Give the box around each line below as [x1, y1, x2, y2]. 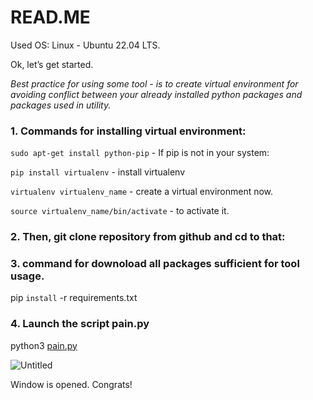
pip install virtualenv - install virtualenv [10, 166, 186, 178]
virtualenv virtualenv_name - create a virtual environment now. [10, 186, 274, 198]
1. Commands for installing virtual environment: [10, 124, 247, 138]
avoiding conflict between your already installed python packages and [10, 88, 303, 100]
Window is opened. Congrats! [10, 378, 133, 390]
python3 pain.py [10, 339, 78, 351]
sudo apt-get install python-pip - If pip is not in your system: [10, 147, 270, 159]
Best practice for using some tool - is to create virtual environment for [10, 77, 299, 90]
